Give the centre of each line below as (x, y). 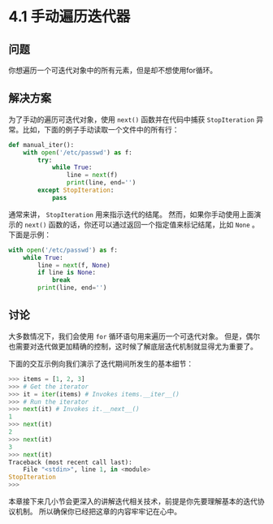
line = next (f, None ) (74, 265)
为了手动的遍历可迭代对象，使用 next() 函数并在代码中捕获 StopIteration (131, 119)
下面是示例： (30, 234)
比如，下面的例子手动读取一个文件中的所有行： (101, 129)
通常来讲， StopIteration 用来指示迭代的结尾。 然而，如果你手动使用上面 (131, 214)
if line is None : (67, 273)
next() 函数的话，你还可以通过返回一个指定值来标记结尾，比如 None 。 (142, 224)
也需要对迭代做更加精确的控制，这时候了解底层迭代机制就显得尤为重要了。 (133, 346)
